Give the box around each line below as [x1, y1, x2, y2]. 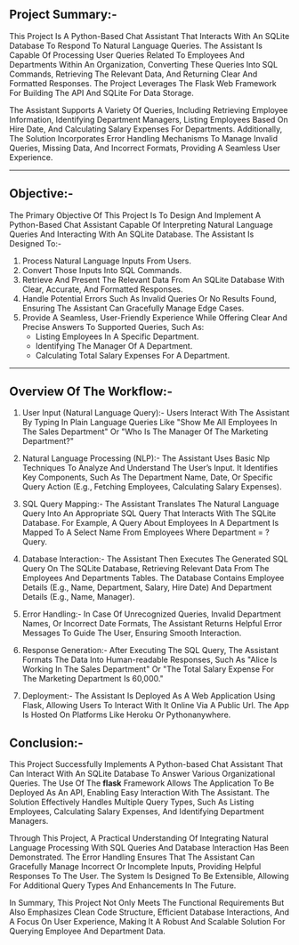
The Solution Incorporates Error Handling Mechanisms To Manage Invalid [9, 133, 279, 143]
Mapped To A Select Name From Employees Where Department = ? [21, 527, 270, 537]
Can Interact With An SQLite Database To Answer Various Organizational [9, 769, 276, 779]
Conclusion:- [9, 735, 84, 750]
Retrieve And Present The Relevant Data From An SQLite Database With [21, 274, 285, 285]
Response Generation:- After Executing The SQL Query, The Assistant [21, 645, 279, 656]
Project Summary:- [9, 7, 117, 22]
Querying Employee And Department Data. [9, 925, 166, 937]
